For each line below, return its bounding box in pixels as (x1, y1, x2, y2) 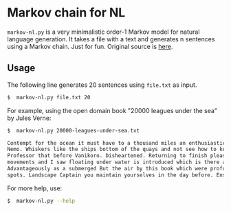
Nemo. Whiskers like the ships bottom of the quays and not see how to (7, 146, 217, 153)
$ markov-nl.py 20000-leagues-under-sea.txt (7, 127, 140, 134)
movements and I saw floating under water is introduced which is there (7, 159, 220, 166)
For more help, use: (7, 184, 63, 192)
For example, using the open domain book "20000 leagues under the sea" (7, 106, 218, 114)
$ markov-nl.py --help (7, 197, 76, 204)
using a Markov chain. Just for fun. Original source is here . (7, 42, 173, 50)
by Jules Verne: (7, 114, 52, 122)
